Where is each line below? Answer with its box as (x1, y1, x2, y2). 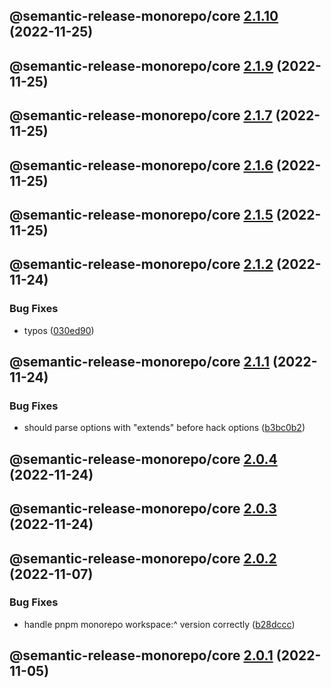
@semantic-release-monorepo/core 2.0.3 (9, 500, 277, 518)
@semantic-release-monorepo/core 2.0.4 (9, 450, 278, 468)
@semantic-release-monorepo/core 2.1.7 (9, 107, 273, 124)
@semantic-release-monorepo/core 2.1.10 (9, 8, 279, 25)
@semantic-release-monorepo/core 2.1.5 (9, 206, 274, 223)
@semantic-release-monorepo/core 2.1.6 (9, 157, 274, 174)
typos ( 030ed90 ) (23, 324, 95, 336)
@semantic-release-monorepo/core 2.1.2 (9, 256, 274, 273)
